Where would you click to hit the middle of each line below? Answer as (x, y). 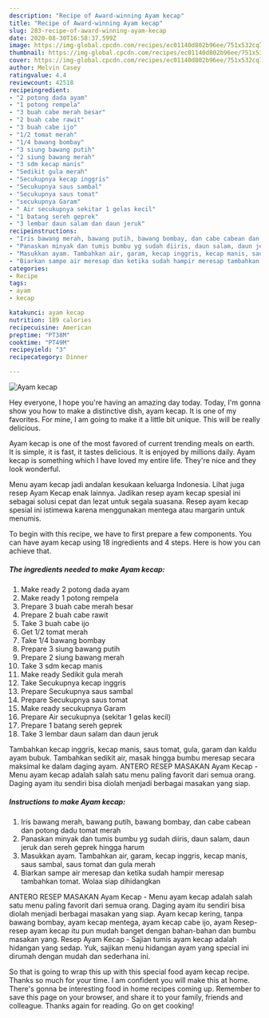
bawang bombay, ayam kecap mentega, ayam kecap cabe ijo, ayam (121, 922)
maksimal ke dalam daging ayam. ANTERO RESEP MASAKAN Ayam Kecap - (134, 766)
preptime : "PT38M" (40, 335)
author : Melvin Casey (45, 68)
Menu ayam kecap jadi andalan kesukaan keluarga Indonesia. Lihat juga (127, 484)
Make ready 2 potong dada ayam (75, 589)
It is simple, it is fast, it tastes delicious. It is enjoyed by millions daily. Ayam (132, 452)
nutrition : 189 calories (50, 320)
